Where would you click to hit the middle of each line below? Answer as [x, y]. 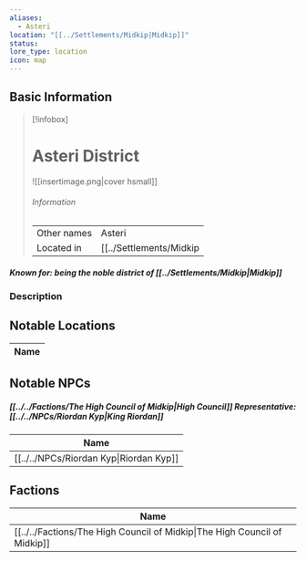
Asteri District [86, 156]
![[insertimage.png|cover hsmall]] [94, 181]
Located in [59, 247]
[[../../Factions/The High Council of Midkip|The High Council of [148, 532]
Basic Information [61, 97]
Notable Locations [62, 326]
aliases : [26, 18]
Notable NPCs [50, 384]
